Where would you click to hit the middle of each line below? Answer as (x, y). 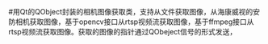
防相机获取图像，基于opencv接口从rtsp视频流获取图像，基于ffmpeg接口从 (131, 22)
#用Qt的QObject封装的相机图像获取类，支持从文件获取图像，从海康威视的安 (134, 12)
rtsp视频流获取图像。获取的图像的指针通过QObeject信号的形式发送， (123, 32)
